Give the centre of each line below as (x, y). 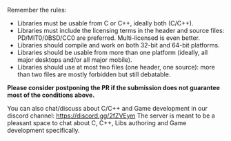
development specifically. (44, 130)
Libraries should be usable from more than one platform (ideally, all (112, 52)
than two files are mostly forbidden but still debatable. (94, 74)
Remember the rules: (37, 10)
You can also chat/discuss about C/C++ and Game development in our (108, 108)
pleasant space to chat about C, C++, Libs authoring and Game (97, 123)
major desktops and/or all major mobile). (74, 60)
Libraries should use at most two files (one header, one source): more (116, 67)
